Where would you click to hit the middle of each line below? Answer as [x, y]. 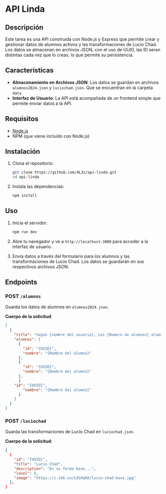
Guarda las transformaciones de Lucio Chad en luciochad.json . [70, 432]
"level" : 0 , [26, 473]
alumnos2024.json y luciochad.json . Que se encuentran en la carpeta [83, 87]
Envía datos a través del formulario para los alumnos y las [71, 256]
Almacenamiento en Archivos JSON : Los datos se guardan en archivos [85, 82]
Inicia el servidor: [30, 223]
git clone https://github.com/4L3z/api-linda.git [64, 172]
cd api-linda [26, 177]
